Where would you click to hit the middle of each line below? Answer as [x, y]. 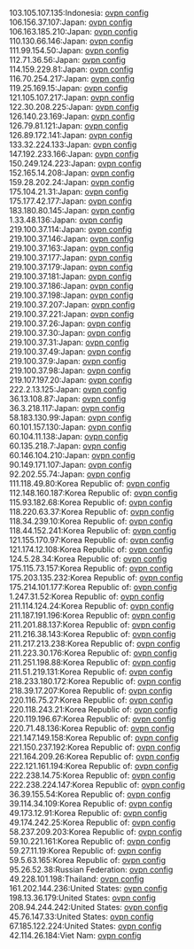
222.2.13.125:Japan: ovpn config [68, 389]
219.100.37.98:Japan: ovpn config [70, 370]
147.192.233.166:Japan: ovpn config [74, 154]
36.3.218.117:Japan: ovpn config [67, 408]
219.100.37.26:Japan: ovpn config [70, 323]
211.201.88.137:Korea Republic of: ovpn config [93, 625]
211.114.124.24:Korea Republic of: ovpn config [92, 606]
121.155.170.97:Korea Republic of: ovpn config [92, 540]
